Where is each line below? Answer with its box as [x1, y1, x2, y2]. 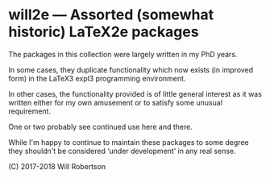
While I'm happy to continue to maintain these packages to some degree [8, 137, 249, 147]
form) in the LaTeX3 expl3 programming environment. [8, 73, 186, 83]
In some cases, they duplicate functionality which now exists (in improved [8, 64, 254, 74]
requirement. [8, 106, 51, 116]
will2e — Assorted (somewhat [8, 6, 214, 24]
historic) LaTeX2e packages [8, 23, 199, 41]
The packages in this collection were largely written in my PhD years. [8, 49, 238, 59]
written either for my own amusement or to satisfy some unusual [8, 97, 223, 107]
